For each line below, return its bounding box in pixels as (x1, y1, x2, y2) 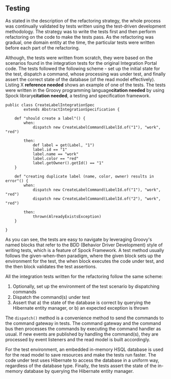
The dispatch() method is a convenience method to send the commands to (5, 315, 164, 321)
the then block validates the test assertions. (5, 263, 97, 269)
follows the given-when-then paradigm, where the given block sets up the (5, 252, 161, 259)
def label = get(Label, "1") (32, 142, 95, 147)
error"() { (5, 178, 29, 183)
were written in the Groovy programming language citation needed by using (5, 87, 165, 93)
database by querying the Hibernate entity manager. (23, 368, 134, 374)
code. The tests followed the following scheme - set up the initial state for (5, 65, 160, 71)
